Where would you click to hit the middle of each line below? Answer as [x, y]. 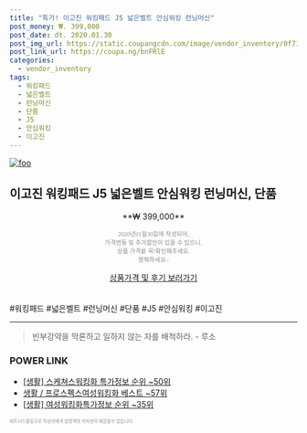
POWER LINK [39, 360]
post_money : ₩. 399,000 [55, 26]
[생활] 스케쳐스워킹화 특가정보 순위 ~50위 [97, 381]
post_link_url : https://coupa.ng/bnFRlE [88, 52]
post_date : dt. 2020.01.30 [61, 35]
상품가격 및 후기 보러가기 [153, 277]
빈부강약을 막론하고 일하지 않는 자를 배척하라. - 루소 [124, 336]
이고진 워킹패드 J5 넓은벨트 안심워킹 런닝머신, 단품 [143, 194]
